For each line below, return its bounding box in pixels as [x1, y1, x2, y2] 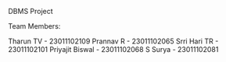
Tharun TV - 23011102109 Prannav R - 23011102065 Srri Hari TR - [8, 36, 219, 46]
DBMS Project [8, 7, 53, 15]
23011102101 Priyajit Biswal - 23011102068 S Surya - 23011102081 [8, 45, 219, 53]
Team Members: [8, 22, 61, 30]
